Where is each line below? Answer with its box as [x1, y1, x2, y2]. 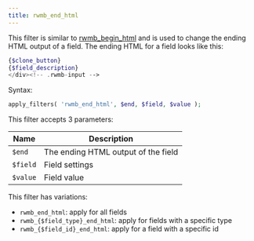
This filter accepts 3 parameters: [8, 115, 114, 124]
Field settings [44, 159, 94, 170]
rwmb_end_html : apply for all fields [19, 207, 128, 217]
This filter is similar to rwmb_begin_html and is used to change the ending [8, 33, 247, 42]
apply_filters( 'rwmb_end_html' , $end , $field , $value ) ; [8, 100, 201, 108]
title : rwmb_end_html [8, 11, 79, 20]
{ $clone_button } [8, 57, 61, 64]
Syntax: [8, 86, 33, 95]
